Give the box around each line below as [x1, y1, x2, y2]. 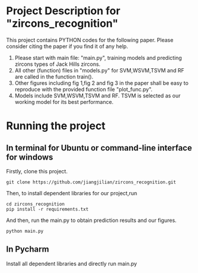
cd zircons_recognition [6, 201, 65, 207]
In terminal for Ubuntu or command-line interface [6, 142, 193, 153]
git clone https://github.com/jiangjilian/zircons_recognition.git [6, 179, 177, 185]
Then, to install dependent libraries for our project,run [6, 189, 138, 196]
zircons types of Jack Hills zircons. [14, 61, 101, 68]
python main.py [6, 228, 44, 234]
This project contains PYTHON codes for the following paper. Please [6, 36, 174, 43]
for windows [6, 152, 53, 162]
